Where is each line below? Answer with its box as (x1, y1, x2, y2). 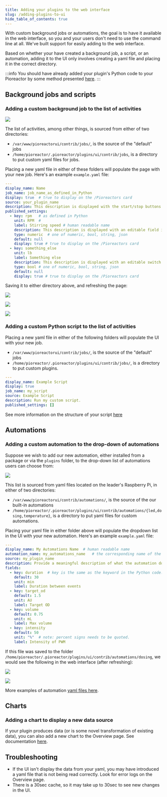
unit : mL (14, 616, 32, 621)
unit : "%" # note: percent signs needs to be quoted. (14, 635, 130, 640)
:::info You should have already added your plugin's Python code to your (5, 71, 153, 77)
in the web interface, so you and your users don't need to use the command (5, 35, 161, 41)
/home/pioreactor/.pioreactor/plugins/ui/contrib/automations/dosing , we (5, 654, 161, 660)
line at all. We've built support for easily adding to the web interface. (5, 41, 145, 47)
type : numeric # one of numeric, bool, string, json (14, 232, 128, 237)
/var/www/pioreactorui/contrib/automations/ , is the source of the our (12, 497, 157, 502)
